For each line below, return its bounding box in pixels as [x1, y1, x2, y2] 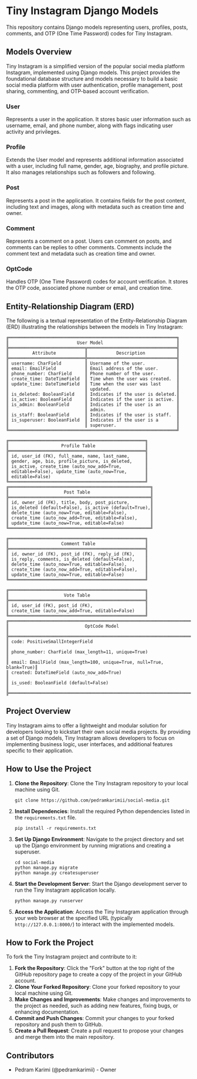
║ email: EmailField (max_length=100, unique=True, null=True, [6, 660, 164, 666]
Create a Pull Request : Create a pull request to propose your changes [14, 1027, 184, 1034]
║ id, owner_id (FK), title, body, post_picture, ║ [6, 499, 154, 506]
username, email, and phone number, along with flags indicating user [6, 122, 173, 129]
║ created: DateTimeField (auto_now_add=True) [6, 670, 122, 676]
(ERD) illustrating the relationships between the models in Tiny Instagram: [6, 323, 184, 330]
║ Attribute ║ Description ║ [6, 350, 180, 356]
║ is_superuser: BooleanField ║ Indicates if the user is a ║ [6, 417, 180, 423]
